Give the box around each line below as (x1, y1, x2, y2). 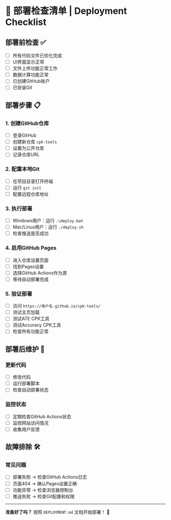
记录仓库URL (12, 152, 40, 158)
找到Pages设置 (12, 263, 44, 269)
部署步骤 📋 (5, 101, 41, 109)
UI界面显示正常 (12, 59, 44, 65)
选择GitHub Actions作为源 (12, 270, 67, 276)
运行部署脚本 (12, 381, 40, 387)
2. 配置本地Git (5, 166, 40, 173)
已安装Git (12, 84, 33, 90)
